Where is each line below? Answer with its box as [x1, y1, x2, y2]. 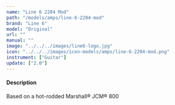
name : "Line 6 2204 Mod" [6, 9, 69, 15]
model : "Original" [6, 26, 53, 32]
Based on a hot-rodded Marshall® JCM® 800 [6, 92, 119, 100]
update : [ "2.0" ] [6, 60, 47, 66]
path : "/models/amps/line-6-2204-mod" [6, 15, 105, 21]
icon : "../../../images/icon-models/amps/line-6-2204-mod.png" [6, 49, 170, 55]
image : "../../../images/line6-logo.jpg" [6, 43, 113, 49]
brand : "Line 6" [6, 20, 47, 26]
